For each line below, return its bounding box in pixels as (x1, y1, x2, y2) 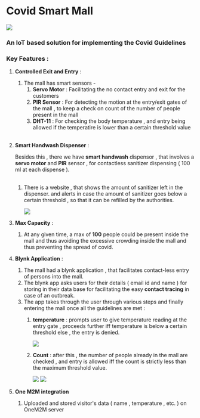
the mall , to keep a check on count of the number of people (32, 105, 181, 112)
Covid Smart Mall (6, 4, 94, 18)
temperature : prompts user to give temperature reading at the (32, 316, 187, 323)
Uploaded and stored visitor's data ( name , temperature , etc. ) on (23, 400, 187, 407)
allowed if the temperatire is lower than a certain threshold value (32, 124, 191, 131)
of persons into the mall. (23, 273, 84, 280)
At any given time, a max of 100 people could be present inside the (23, 231, 189, 238)
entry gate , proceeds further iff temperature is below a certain (32, 323, 187, 330)
